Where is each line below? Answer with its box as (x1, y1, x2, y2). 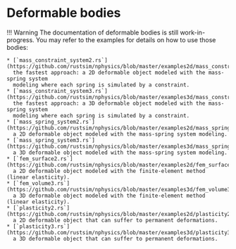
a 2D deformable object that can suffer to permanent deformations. (13, 217, 218, 224)
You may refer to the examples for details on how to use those (35, 35, 216, 44)
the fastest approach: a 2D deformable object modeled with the (13, 69, 206, 76)
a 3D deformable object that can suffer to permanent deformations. (13, 235, 218, 242)
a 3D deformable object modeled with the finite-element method (13, 192, 206, 199)
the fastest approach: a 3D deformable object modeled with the (13, 100, 206, 107)
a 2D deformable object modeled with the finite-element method (13, 167, 206, 174)
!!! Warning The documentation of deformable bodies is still (6, 28, 179, 37)
